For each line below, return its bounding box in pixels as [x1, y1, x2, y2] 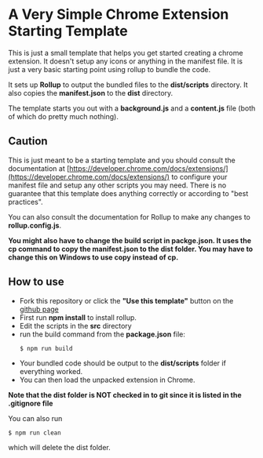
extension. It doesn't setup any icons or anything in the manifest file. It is [8, 56, 243, 66]
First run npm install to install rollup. [19, 312, 137, 322]
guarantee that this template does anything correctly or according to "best [8, 188, 249, 198]
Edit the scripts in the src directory [19, 321, 132, 330]
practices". [8, 197, 43, 206]
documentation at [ [8, 163, 70, 173]
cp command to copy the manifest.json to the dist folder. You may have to [8, 244, 254, 253]
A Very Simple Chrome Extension [8, 5, 229, 24]
